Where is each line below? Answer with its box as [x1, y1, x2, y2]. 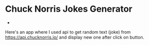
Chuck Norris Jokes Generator [5, 3, 133, 15]
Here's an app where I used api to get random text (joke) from [5, 29, 131, 35]
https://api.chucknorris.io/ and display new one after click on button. [5, 34, 145, 40]
